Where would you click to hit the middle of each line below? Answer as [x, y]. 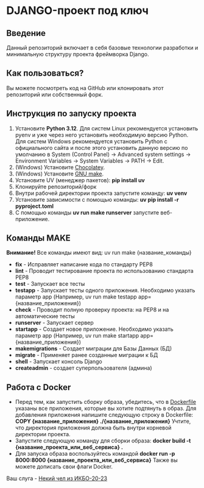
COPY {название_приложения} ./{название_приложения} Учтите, [103, 422]
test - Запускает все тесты [50, 284]
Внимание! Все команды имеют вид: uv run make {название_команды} [99, 253]
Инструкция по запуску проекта [72, 114]
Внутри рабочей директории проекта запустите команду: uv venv [101, 193]
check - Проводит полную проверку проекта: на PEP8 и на [92, 310]
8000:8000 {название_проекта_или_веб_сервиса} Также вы [96, 460]
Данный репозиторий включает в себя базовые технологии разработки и [102, 48]
